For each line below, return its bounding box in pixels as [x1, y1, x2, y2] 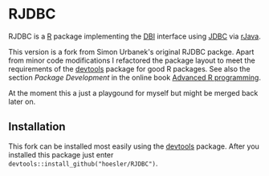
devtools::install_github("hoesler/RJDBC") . [8, 158, 158, 168]
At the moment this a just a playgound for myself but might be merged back [8, 88, 259, 97]
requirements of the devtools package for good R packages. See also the [8, 63, 251, 73]
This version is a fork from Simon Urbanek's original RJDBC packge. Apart [8, 47, 255, 56]
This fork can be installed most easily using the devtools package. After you [8, 141, 259, 151]
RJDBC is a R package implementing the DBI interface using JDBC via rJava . [8, 31, 261, 41]
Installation [8, 120, 66, 133]
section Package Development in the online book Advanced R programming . [8, 72, 261, 82]
